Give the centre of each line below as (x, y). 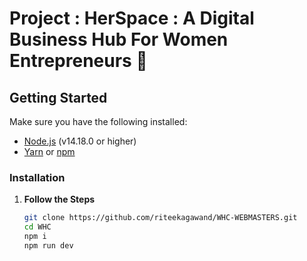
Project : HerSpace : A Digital (132, 18)
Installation (37, 177)
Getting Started (58, 97)
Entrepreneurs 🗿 (78, 61)
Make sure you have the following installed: (98, 121)
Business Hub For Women (119, 39)
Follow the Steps (59, 199)
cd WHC (37, 227)
